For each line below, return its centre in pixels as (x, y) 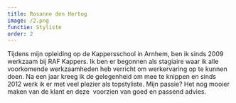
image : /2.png (28, 21)
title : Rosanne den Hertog (47, 14)
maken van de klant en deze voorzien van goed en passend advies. (107, 92)
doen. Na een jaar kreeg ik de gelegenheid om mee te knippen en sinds (112, 77)
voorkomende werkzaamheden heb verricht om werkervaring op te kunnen (117, 69)
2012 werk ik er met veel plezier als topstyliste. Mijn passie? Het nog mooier (118, 84)
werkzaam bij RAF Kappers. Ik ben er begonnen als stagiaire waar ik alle (113, 62)
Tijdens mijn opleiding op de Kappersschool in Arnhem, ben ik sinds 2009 (116, 54)
